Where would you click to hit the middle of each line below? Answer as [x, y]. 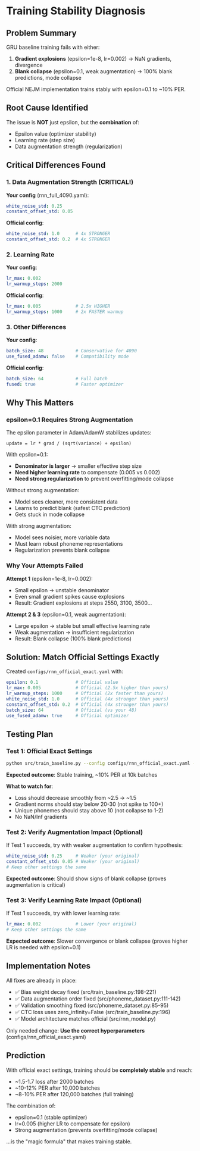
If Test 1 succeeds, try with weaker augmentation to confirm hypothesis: [95, 845]
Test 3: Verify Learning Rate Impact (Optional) [74, 900]
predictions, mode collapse [48, 78]
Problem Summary [41, 33]
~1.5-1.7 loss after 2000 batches [54, 1081]
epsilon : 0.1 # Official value [62, 683]
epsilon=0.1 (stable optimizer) [51, 1117]
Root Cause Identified [47, 108]
